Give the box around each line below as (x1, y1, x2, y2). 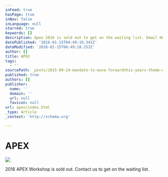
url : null (9, 95, 30, 100)
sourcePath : (5, 68, 30, 73)
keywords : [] (5, 30, 32, 35)
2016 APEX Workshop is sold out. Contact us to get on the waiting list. (5, 166, 149, 172)
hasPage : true (5, 12, 35, 17)
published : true (5, 72, 39, 77)
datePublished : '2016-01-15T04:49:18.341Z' (5, 40, 97, 45)
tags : (5, 58, 16, 63)
